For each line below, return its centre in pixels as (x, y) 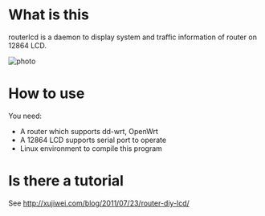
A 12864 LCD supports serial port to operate (93, 140)
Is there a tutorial (66, 181)
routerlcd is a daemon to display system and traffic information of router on (132, 37)
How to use (47, 94)
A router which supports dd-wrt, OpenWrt (89, 131)
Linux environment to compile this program (91, 148)
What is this (49, 15)
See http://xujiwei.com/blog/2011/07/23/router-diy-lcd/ (99, 203)
